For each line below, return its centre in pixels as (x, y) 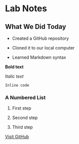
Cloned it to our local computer (43, 48)
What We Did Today (36, 27)
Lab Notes (26, 9)
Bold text (14, 67)
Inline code (17, 85)
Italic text (14, 76)
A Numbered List (25, 97)
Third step (22, 127)
